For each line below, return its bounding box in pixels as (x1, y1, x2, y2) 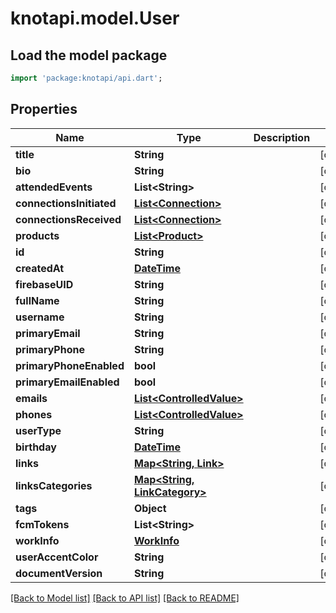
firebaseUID (15, 277, 74, 291)
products (15, 228, 60, 242)
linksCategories (15, 478, 93, 492)
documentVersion (15, 566, 103, 580)
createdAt (15, 261, 65, 275)
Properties (10, 101, 78, 118)
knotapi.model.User (10, 7, 180, 30)
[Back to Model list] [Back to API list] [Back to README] (10, 592, 240, 604)
